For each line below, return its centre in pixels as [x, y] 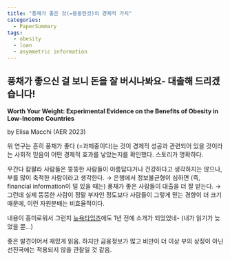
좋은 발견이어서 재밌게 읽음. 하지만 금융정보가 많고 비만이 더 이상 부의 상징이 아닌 [115, 241]
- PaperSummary [35, 26]
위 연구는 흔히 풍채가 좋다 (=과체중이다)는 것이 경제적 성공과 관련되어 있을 [106, 145]
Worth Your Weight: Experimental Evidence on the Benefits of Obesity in [113, 111]
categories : [24, 20]
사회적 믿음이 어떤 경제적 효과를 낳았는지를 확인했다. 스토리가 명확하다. [109, 154]
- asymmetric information [51, 52]
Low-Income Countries [41, 118]
